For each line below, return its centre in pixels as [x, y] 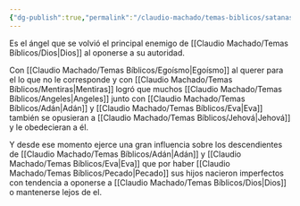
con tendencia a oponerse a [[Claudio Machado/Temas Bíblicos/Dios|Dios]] [148, 182]
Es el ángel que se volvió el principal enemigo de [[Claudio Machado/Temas [149, 43]
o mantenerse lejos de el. [56, 192]
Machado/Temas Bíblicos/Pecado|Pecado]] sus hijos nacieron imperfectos [146, 173]
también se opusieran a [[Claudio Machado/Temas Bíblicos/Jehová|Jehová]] [150, 117]
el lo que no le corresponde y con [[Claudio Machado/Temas [121, 79]
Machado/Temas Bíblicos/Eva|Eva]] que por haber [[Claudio [120, 163]
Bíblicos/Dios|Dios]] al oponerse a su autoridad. [97, 52]
